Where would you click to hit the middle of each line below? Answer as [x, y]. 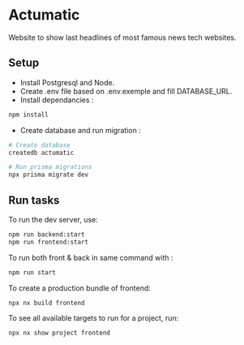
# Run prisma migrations [50, 167]
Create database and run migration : [81, 130]
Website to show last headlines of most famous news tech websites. [122, 37]
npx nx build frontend [47, 303]
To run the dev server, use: [54, 219]
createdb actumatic [41, 153]
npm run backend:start [47, 234]
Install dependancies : [57, 100]
